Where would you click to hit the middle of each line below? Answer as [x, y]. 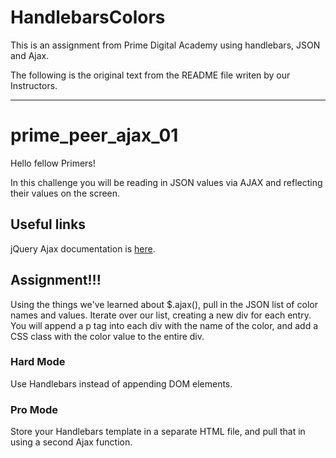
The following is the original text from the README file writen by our [150, 75]
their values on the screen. [65, 193]
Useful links [48, 224]
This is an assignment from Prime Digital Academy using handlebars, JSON [165, 45]
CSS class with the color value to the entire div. [107, 336]
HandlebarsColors [88, 17]
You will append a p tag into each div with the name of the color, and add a [164, 325]
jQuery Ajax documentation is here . [83, 248]
